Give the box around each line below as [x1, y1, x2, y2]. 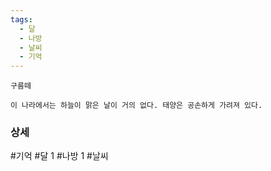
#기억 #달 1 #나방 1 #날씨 [10, 150, 109, 162]
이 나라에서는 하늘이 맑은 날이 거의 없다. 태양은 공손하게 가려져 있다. [10, 101, 263, 111]
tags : [10, 14, 33, 25]
